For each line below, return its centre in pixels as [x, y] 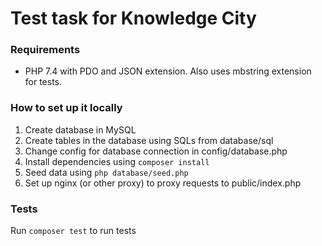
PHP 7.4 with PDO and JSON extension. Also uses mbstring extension [168, 71]
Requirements [45, 50]
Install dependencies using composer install [117, 161]
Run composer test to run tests [73, 231]
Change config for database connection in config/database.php [156, 151]
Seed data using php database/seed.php [106, 172]
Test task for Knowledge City [133, 18]
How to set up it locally [66, 108]
